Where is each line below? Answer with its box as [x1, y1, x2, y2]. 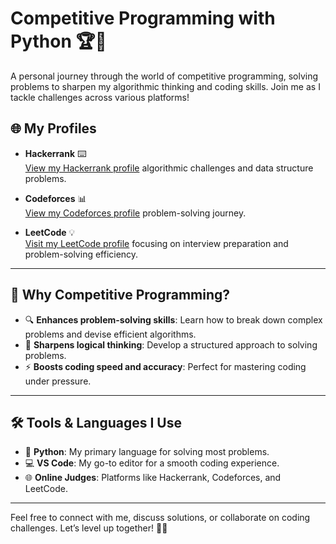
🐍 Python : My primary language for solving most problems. [24, 446, 270, 458]
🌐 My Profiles [10, 120, 97, 137]
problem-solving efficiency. [24, 248, 139, 260]
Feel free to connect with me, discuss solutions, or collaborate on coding [10, 512, 311, 524]
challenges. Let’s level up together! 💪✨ [10, 522, 168, 534]
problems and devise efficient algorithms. [24, 328, 197, 340]
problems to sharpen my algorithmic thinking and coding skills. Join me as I [10, 80, 321, 92]
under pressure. [24, 375, 92, 387]
